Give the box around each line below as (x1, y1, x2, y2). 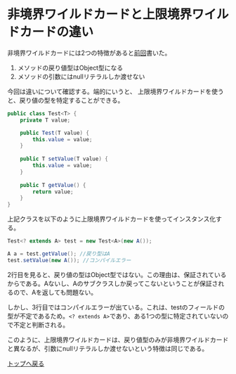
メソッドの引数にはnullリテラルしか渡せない (17, 72, 145, 81)
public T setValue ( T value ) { (20, 155, 109, 162)
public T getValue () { (20, 181, 86, 188)
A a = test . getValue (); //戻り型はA (7, 250, 110, 257)
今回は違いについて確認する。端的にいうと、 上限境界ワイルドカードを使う (7, 87, 224, 96)
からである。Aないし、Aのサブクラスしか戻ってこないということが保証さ (7, 279, 218, 288)
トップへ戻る (7, 359, 44, 368)
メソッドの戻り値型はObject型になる (17, 63, 124, 72)
